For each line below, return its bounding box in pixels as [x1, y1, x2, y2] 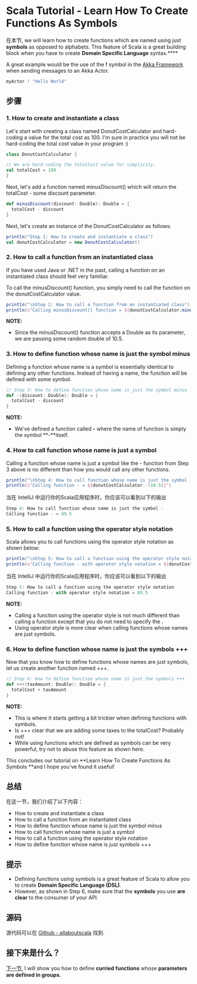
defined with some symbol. [6, 375, 72, 382]
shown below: [6, 544, 40, 552]
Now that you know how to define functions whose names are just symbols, [6, 659, 189, 666]
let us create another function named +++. [6, 664, 109, 672]
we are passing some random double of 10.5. [14, 335, 124, 342]
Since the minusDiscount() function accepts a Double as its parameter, [14, 329, 186, 336]
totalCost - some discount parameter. [6, 189, 97, 196]
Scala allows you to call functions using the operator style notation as [6, 538, 174, 545]
